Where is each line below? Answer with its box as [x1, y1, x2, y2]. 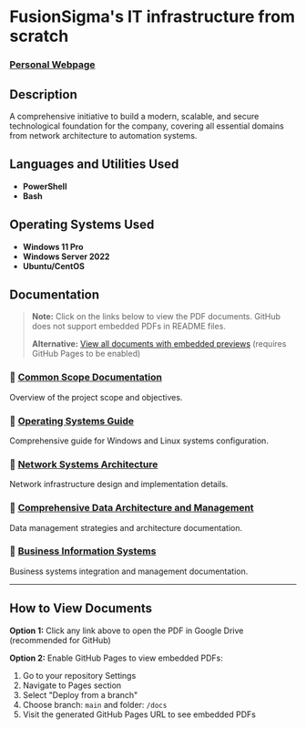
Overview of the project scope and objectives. [9, 391, 183, 402]
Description [9, 87, 77, 102]
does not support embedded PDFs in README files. [31, 321, 226, 332]
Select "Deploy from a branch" [22, 689, 138, 700]
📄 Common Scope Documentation [9, 371, 162, 384]
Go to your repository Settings [22, 670, 137, 681]
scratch [9, 26, 69, 47]
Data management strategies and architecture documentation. [9, 522, 243, 533]
